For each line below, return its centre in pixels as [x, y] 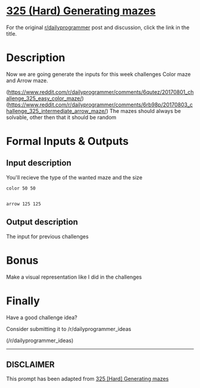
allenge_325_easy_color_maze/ [44, 98]
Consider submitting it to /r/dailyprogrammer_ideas [69, 329]
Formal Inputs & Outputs [68, 141]
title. [12, 33]
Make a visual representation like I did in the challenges [74, 277]
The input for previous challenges [48, 236]
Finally [23, 301]
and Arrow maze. [27, 80]
